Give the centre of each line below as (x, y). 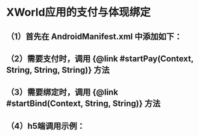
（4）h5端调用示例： (46, 126)
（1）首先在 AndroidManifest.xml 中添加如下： (94, 36)
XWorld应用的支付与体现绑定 (78, 12)
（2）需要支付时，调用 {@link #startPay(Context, (100, 59)
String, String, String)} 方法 (58, 70)
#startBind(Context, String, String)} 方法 (84, 104)
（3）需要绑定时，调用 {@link (62, 92)
